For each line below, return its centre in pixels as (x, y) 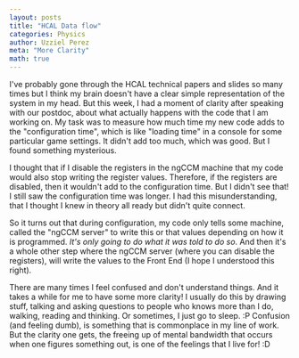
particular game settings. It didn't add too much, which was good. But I (140, 141)
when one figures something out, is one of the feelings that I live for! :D (140, 344)
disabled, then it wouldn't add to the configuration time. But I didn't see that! (149, 187)
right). (21, 270)
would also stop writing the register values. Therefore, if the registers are (144, 177)
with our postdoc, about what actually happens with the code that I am (139, 113)
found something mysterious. (63, 151)
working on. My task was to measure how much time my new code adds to (147, 122)
